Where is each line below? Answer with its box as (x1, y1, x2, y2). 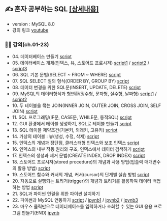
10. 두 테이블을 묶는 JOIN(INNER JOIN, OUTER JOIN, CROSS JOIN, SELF (12, 102, 161, 108)
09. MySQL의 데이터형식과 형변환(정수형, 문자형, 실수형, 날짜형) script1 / (12, 91, 157, 97)
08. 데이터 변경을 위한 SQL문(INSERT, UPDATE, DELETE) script (12, 85, 141, 91)
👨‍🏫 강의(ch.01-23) (5, 41, 49, 48)
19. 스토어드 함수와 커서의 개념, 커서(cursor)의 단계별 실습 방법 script (12, 172, 149, 178)
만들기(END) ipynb (21, 210, 59, 216)
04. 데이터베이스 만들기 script (12, 53, 72, 60)
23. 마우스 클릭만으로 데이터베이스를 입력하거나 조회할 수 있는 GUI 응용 (12, 203, 153, 210)
